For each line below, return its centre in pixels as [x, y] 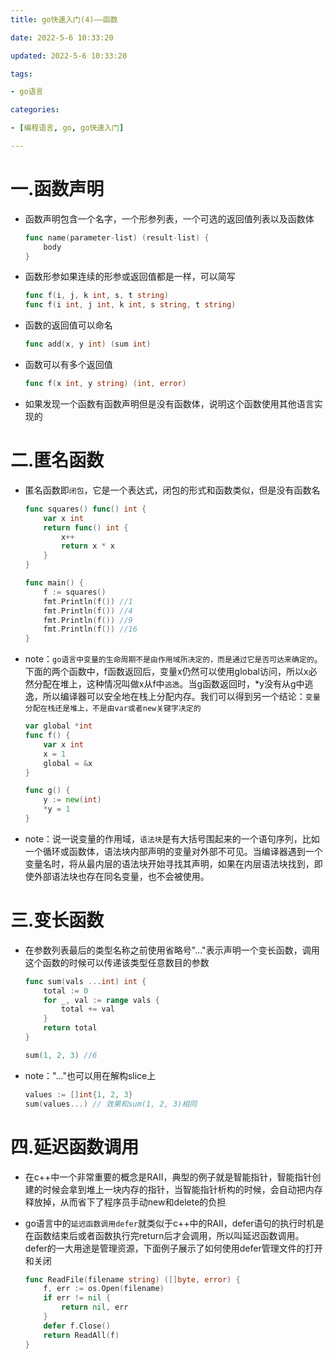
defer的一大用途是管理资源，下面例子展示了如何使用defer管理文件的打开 [173, 1248]
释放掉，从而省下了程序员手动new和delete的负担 [125, 1202]
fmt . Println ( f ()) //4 [88, 611]
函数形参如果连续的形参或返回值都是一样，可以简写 [130, 277]
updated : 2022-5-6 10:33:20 [69, 56]
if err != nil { [77, 1298]
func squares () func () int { [85, 509]
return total [70, 1028]
